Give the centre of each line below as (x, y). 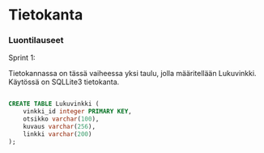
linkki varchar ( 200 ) (57, 134)
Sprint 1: (22, 57)
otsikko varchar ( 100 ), (61, 119)
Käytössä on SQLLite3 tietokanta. (64, 82)
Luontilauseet (36, 40)
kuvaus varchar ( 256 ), (59, 127)
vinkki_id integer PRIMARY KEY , (77, 112)
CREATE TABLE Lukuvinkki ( (54, 104)
